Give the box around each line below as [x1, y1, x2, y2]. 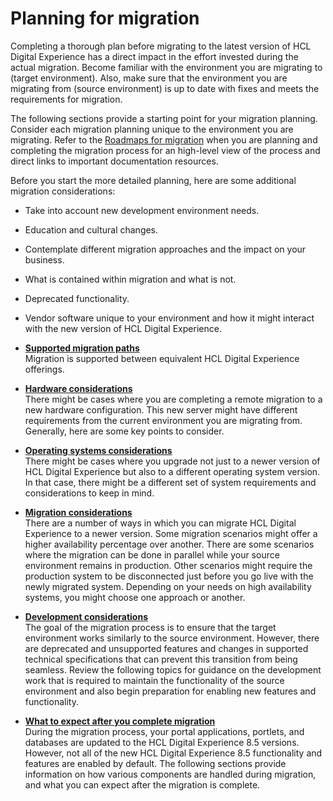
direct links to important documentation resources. [10, 155, 219, 167]
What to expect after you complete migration [24, 715, 216, 727]
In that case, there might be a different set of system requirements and [24, 476, 317, 488]
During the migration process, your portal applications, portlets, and [24, 725, 305, 737]
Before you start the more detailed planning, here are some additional [10, 174, 297, 186]
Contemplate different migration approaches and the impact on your [24, 243, 307, 255]
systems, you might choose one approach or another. [24, 591, 246, 603]
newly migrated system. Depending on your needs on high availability [24, 580, 312, 592]
